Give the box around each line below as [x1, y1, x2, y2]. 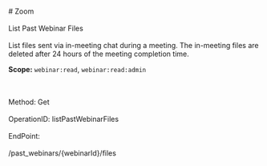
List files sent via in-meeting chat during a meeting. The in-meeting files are [8, 41, 259, 50]
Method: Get [8, 97, 50, 107]
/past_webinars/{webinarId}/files [8, 148, 116, 158]
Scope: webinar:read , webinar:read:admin [8, 65, 147, 74]
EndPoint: [8, 132, 40, 140]
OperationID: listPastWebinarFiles [8, 115, 119, 123]
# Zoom [8, 6, 34, 16]
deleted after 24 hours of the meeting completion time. [8, 49, 190, 59]
